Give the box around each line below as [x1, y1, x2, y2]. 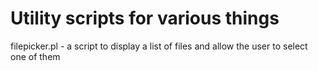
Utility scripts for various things [10, 7, 280, 30]
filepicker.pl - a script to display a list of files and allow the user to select [10, 40, 308, 52]
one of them [10, 50, 61, 62]
